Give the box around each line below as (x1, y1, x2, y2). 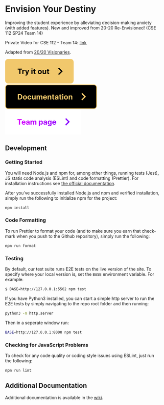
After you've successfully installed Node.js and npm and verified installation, (5, 190, 160, 196)
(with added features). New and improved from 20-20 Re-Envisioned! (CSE (5, 25, 157, 30)
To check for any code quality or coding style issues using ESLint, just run (5, 352, 154, 358)
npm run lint (5, 368, 32, 373)
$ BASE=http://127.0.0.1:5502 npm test (5, 286, 87, 292)
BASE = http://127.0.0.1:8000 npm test (5, 330, 82, 335)
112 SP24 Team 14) (5, 30, 43, 36)
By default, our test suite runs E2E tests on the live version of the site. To (5, 266, 152, 272)
